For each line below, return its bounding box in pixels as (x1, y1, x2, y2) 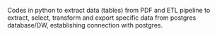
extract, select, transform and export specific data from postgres (7, 13, 197, 22)
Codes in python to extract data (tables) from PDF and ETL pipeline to (7, 6, 211, 14)
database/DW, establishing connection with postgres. (7, 21, 163, 29)
